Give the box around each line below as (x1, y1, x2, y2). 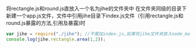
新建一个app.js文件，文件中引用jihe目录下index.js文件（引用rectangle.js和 (6, 12, 184, 19)
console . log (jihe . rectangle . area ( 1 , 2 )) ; (6, 36, 106, 42)
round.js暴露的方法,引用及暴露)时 (6, 20, 86, 26)
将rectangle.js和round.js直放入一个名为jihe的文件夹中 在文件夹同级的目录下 (6, 5, 187, 12)
